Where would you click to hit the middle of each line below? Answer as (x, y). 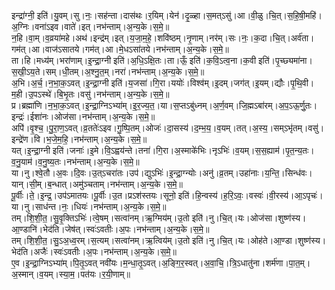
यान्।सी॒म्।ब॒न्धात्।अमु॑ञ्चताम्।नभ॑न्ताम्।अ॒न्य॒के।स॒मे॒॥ (97, 184)
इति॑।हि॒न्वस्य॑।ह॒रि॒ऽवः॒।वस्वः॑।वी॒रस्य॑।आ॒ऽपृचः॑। (250, 195)
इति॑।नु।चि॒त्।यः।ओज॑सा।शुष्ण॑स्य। (249, 218)
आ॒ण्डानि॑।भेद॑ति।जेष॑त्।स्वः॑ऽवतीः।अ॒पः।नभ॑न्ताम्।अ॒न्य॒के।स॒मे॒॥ (110, 229)
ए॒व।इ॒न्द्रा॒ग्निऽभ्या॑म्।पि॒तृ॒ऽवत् (54, 263)
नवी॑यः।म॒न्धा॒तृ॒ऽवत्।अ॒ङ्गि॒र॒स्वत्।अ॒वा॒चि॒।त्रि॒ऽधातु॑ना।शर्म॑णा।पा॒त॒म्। (205, 263)
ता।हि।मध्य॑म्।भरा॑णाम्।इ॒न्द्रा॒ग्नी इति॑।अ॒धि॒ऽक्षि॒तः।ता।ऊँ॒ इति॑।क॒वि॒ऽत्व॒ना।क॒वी (134, 60)
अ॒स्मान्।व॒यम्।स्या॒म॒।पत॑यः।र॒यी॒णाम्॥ (71, 274)
